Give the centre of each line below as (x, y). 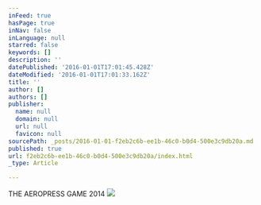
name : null (33, 112)
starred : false (33, 45)
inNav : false (30, 30)
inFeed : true (30, 15)
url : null (31, 126)
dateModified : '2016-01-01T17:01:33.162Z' (79, 75)
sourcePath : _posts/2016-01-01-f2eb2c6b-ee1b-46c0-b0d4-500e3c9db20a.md (131, 141)
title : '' (25, 82)
